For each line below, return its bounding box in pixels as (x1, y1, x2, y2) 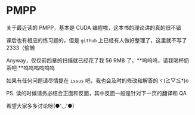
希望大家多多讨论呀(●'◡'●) (6, 102, 75, 109)
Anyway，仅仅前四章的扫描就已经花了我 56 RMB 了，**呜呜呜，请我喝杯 (6, 57, 184, 64)
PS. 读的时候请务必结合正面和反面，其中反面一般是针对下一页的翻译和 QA (6, 89, 187, 97)
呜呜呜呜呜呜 (23, 64, 55, 72)
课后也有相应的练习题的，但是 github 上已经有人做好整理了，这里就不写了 (6, 36, 187, 43)
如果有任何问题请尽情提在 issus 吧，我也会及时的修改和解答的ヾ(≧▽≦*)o (6, 77, 189, 84)
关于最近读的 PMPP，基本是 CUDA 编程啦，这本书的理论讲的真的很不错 (6, 24, 182, 31)
